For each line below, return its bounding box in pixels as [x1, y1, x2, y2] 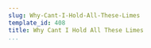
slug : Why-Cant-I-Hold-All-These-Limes [8, 11, 141, 20]
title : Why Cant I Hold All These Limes [8, 26, 145, 34]
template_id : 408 [8, 19, 66, 27]
